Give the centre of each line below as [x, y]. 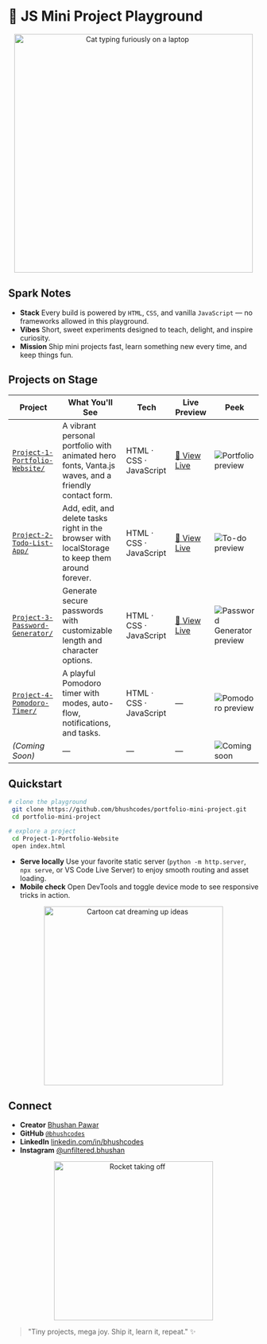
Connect [30, 1106]
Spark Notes [40, 293]
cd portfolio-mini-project [56, 817]
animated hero [89, 455]
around [75, 568]
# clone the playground [48, 802]
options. [77, 660]
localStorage [86, 548]
